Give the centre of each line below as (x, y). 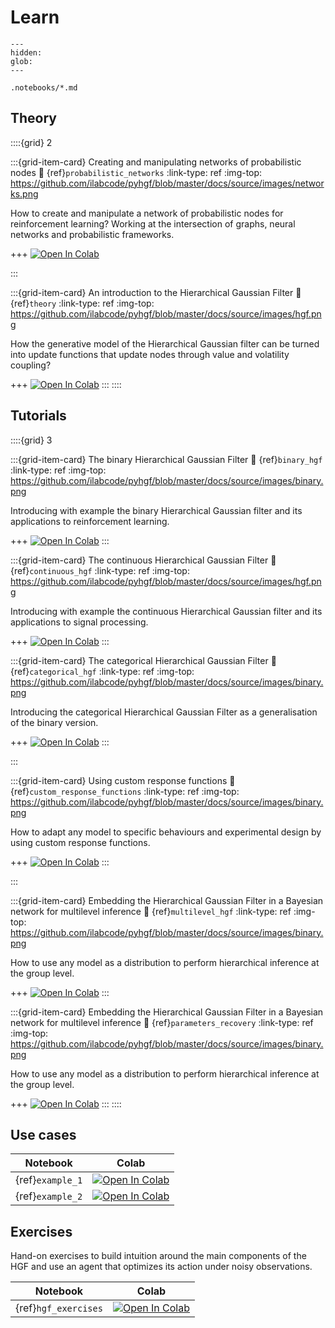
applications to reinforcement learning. (90, 521)
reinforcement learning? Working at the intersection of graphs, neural (153, 223)
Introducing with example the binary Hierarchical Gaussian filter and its (156, 510)
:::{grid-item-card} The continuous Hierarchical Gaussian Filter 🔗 (143, 560)
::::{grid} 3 (31, 440)
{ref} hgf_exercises (59, 1308)
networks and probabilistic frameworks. (92, 234)
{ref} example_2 (49, 1196)
